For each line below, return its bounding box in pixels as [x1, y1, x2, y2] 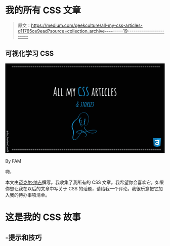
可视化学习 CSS [5, 49, 54, 58]
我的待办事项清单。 [9, 192, 50, 198]
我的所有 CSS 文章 [5, 5, 81, 16]
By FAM [5, 158, 22, 165]
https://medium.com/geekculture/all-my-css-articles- [31, 22, 143, 28]
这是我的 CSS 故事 [5, 212, 81, 223]
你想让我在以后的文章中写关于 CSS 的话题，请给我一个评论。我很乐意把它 [5, 186, 159, 192]
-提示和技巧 [5, 233, 42, 242]
